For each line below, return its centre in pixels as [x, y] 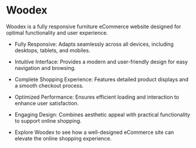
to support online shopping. [48, 120]
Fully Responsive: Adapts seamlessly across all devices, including [94, 44]
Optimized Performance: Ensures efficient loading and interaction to [97, 97]
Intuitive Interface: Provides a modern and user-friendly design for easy [101, 62]
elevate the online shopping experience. [63, 138]
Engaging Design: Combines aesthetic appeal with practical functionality [102, 115]
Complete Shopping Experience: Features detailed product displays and [102, 79]
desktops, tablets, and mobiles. [53, 50]
